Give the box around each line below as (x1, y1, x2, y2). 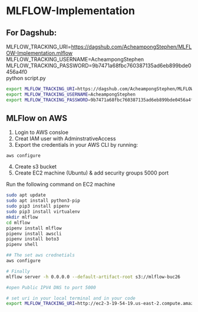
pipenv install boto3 (6, 236, 60, 242)
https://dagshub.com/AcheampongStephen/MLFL (71, 43, 192, 50)
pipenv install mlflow (6, 225, 62, 231)
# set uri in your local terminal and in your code (6, 295, 136, 301)
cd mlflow (6, 219, 31, 225)
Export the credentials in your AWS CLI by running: (14, 142, 138, 149)
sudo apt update (6, 192, 46, 198)
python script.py (6, 75, 46, 81)
